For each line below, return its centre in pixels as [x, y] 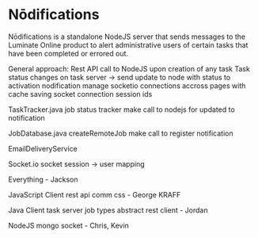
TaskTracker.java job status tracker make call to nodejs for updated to [121, 109]
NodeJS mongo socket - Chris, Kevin [68, 225]
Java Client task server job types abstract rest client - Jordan [108, 210]
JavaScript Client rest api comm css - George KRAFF [95, 194]
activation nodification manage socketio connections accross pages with [127, 86]
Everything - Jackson [43, 179]
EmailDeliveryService [43, 148]
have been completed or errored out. [68, 53]
